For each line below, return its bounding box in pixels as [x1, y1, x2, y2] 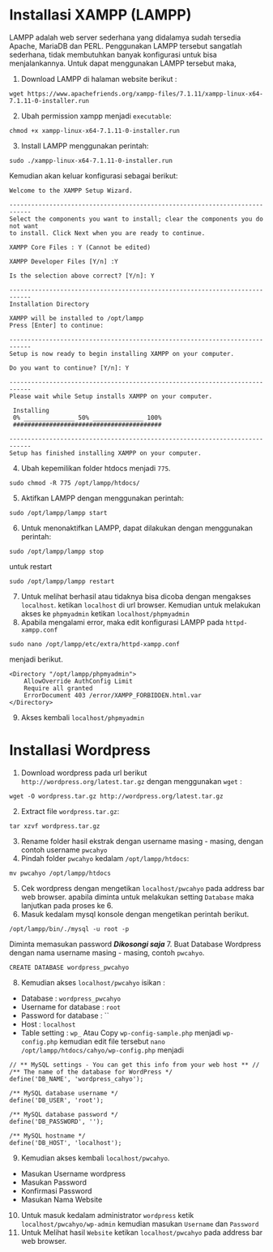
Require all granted [23, 684, 93, 692]
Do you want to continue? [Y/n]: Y [9, 363, 130, 372]
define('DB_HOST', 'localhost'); [9, 1138, 122, 1147]
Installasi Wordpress [9, 741, 151, 760]
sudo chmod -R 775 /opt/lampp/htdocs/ [9, 478, 140, 487]
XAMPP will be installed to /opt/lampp [9, 314, 144, 322]
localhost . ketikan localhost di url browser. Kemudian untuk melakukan [20, 600, 262, 610]
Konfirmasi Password [20, 1186, 92, 1195]
